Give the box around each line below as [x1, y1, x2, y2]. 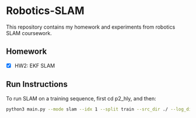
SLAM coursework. [6, 29, 52, 36]
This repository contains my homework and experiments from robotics [6, 23, 176, 30]
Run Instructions [6, 79, 68, 89]
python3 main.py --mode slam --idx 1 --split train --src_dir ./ [6, 106, 168, 112]
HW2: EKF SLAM [14, 62, 55, 69]
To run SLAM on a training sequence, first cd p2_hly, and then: [6, 95, 156, 102]
